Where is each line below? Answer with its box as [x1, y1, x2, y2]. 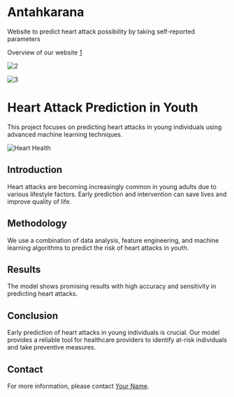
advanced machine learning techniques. [7, 130, 123, 138]
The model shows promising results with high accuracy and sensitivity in [7, 282, 217, 290]
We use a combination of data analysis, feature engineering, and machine [7, 236, 219, 244]
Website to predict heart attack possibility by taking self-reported [7, 27, 196, 36]
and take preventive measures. [7, 343, 96, 352]
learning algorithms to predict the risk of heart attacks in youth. [7, 244, 189, 252]
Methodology [7, 218, 68, 230]
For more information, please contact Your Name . [7, 382, 149, 390]
